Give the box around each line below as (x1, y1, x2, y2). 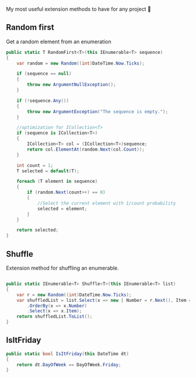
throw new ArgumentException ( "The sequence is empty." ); (27, 108, 168, 114)
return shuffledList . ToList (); (16, 314, 93, 319)
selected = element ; (37, 206, 87, 212)
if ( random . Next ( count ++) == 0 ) (27, 189, 106, 196)
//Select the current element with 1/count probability (37, 200, 176, 206)
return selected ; (16, 227, 59, 233)
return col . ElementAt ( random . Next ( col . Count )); (27, 147, 145, 152)
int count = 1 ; (16, 162, 54, 168)
